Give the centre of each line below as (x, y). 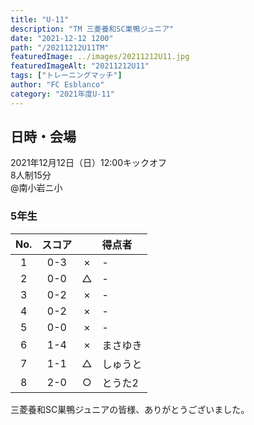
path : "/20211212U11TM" (60, 47)
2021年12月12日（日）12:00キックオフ (88, 163)
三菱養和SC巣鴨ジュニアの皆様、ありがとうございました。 (130, 409)
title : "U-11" (40, 19)
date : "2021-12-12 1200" (62, 38)
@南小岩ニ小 (36, 188)
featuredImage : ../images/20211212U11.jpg (100, 57)
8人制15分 (31, 175)
